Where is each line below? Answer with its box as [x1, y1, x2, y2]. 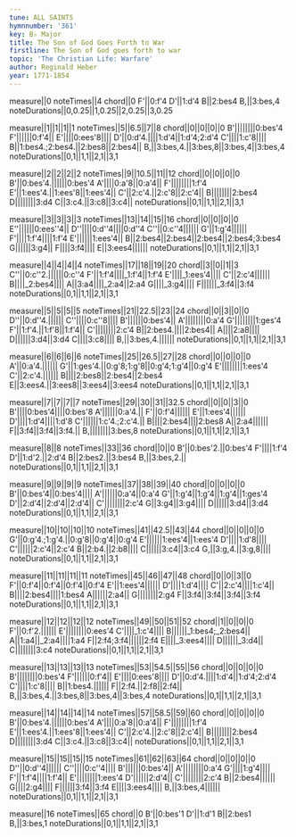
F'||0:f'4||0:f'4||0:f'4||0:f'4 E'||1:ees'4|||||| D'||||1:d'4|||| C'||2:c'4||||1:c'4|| [9, 579, 275, 590]
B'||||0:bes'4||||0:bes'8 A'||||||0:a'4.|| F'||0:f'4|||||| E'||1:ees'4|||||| [9, 406, 247, 417]
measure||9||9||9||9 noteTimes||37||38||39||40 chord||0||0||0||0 [9, 478, 245, 489]
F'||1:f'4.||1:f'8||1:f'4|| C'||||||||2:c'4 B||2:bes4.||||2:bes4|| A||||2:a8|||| [9, 324, 260, 335]
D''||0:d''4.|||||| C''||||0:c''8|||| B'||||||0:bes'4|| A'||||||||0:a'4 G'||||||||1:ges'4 [9, 314, 282, 326]
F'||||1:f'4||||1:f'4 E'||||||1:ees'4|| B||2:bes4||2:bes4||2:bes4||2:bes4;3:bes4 [9, 233, 282, 244]
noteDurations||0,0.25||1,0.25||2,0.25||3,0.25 [9, 104, 174, 116]
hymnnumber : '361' [9, 21, 78, 30]
